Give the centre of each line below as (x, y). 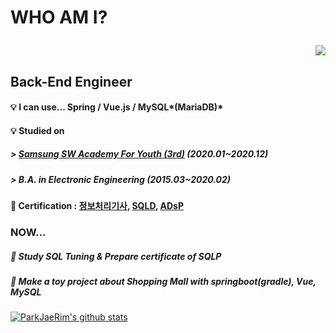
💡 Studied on (37, 130)
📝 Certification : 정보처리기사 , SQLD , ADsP (97, 206)
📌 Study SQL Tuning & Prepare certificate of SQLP (116, 256)
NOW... (28, 233)
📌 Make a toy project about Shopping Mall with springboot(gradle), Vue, (163, 281)
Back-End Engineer (71, 81)
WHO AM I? (59, 17)
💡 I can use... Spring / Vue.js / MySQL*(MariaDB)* (117, 107)
